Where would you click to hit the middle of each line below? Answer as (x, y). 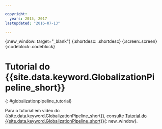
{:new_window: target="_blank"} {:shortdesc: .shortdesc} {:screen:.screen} (81, 41)
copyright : (16, 14)
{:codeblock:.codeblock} (30, 47)
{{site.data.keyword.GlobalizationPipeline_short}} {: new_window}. (71, 121)
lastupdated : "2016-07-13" (33, 23)
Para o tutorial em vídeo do (32, 111)
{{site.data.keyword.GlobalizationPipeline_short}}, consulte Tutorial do (76, 116)
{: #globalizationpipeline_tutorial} (39, 101)
